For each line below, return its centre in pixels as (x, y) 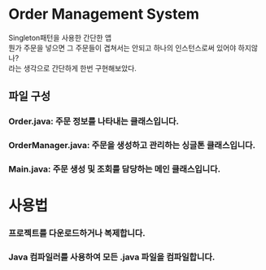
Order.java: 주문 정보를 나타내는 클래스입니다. (94, 121)
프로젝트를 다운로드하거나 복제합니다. (77, 233)
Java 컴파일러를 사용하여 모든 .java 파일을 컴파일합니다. (112, 257)
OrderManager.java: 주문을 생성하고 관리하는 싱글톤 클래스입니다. (132, 146)
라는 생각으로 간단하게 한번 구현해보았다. (72, 68)
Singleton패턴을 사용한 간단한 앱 (60, 37)
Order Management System (104, 14)
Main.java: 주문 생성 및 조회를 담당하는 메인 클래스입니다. (115, 169)
